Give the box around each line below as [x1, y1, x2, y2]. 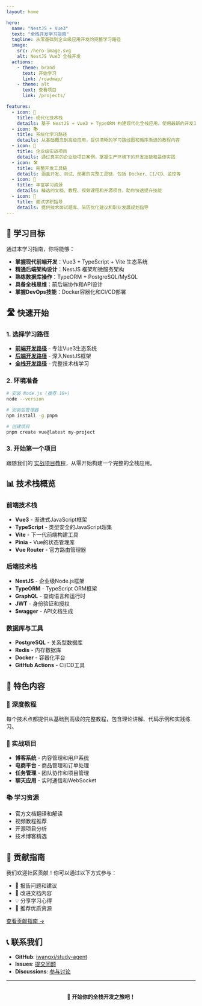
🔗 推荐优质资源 [14, 905, 52, 912]
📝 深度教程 [6, 700, 37, 709]
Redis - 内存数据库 [14, 647, 61, 654]
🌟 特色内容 [6, 681, 45, 691]
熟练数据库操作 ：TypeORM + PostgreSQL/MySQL [14, 273, 138, 280]
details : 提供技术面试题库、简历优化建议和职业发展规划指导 [17, 204, 149, 210]
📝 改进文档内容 [14, 890, 52, 897]
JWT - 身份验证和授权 [14, 599, 70, 607]
